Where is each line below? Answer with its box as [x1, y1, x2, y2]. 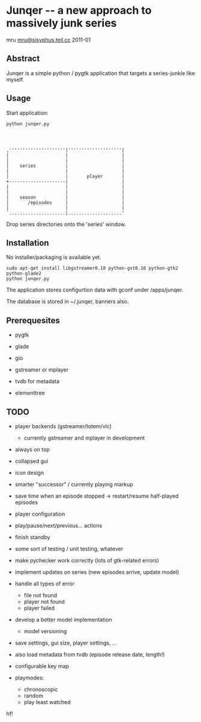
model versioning [23, 628, 67, 634]
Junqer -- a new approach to [6, 4, 152, 17]
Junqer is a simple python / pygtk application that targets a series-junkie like [6, 70, 195, 77]
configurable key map [14, 663, 69, 669]
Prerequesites [6, 315, 60, 326]
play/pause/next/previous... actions [14, 522, 103, 529]
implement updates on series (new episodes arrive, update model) [14, 568, 179, 576]
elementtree [14, 389, 45, 396]
